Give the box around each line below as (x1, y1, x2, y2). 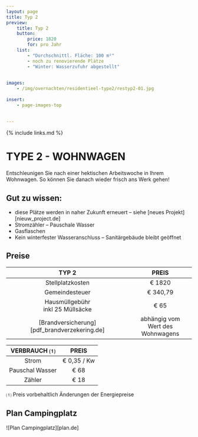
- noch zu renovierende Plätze (27, 58, 104, 64)
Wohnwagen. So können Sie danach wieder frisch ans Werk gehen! (6, 176, 170, 183)
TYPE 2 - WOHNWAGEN (6, 150, 126, 163)
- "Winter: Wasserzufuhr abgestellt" (27, 63, 120, 70)
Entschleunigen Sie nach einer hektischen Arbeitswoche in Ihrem (6, 170, 164, 177)
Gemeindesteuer (44, 288, 91, 296)
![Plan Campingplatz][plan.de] (6, 424, 79, 431)
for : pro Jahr (27, 42, 62, 48)
